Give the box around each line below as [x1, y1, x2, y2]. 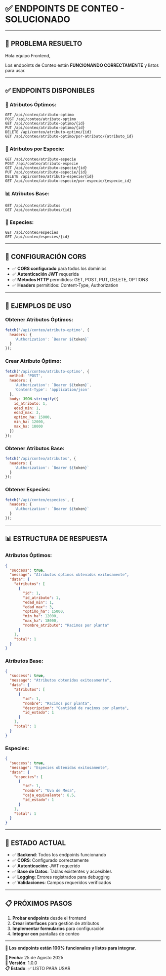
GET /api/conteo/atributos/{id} [5, 208, 72, 212]
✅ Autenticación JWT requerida [12, 271, 79, 277]
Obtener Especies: [5, 486, 51, 493]
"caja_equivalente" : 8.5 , [23, 793, 77, 798]
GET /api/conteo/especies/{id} [5, 234, 70, 240]
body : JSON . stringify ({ [9, 396, 58, 401]
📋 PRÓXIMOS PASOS [5, 899, 73, 908]
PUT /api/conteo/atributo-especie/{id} [5, 170, 87, 174]
